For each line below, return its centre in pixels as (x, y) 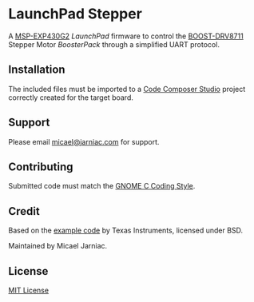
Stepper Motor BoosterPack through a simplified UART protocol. (114, 44)
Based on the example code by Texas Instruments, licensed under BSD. (126, 230)
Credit (24, 211)
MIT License (29, 290)
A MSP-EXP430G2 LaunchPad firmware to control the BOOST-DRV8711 (126, 36)
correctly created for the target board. (71, 97)
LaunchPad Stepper (75, 14)
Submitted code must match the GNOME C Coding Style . (102, 186)
